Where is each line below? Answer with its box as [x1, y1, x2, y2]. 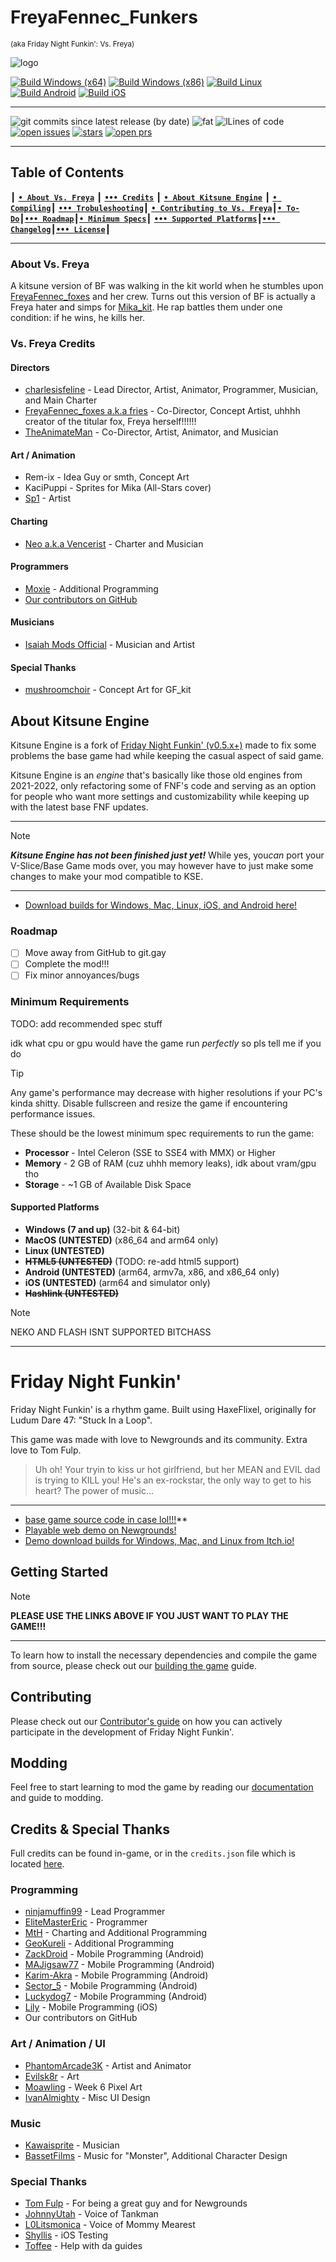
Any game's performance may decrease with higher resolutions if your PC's [10, 1086, 323, 1098]
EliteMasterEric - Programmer [24, 1916, 148, 1928]
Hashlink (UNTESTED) [24, 1287, 120, 1299]
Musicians [10, 616, 55, 628]
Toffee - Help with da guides [24, 2240, 143, 2252]
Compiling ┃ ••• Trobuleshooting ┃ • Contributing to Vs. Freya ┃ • [10, 201, 283, 213]
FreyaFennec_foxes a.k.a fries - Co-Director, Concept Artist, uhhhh [24, 405, 301, 417]
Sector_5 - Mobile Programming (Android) [24, 1980, 198, 1992]
